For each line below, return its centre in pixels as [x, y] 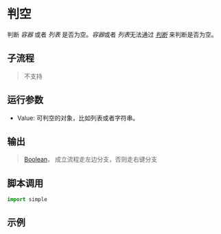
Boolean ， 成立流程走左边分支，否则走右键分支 [91, 160]
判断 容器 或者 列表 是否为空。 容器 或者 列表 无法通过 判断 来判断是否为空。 [112, 34]
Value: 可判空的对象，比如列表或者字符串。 [78, 118]
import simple [27, 200]
